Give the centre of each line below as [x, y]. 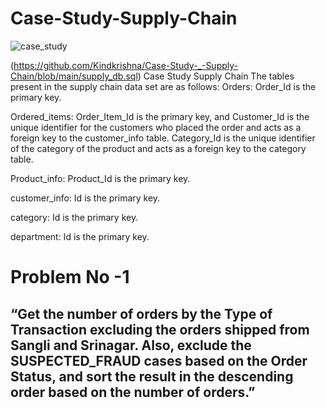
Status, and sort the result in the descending [152, 376]
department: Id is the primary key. [80, 236]
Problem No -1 [70, 277]
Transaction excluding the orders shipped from [160, 329]
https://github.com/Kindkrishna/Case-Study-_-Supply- [125, 65]
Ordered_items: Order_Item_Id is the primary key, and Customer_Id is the [160, 116]
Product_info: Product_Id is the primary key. [100, 178]
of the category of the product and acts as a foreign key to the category [158, 148]
